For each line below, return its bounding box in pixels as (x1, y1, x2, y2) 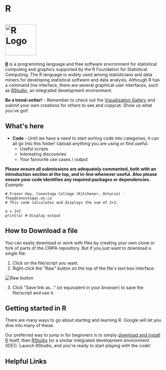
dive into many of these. (5, 322, 55, 328)
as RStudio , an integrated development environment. (5, 87, 112, 93)
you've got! (5, 107, 28, 113)
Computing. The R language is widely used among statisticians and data (5, 72, 153, 77)
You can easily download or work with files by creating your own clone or (5, 239, 155, 246)
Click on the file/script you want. (12, 260, 79, 266)
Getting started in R (5, 304, 66, 312)
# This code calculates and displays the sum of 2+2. (5, 200, 119, 205)
